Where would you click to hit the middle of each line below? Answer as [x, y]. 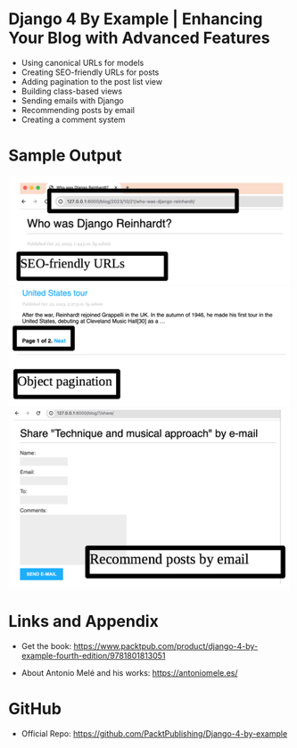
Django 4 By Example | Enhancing [136, 19]
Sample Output [65, 156]
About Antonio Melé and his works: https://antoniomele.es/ [129, 672]
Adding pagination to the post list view [91, 81]
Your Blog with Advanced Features [139, 38]
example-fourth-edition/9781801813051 [93, 655]
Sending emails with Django [72, 100]
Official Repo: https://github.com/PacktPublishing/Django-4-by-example [154, 733]
